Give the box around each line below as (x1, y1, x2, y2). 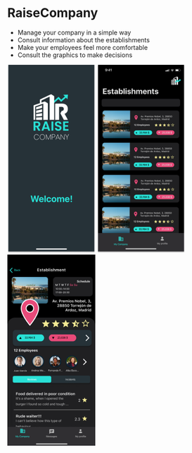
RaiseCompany (7, 5, 98, 21)
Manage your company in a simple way (17, 28, 132, 37)
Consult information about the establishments (17, 35, 150, 44)
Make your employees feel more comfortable (17, 43, 148, 51)
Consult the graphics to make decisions (17, 51, 133, 59)
